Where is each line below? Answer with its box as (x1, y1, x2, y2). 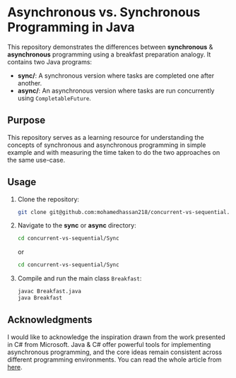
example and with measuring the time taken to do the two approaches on (7, 148, 220, 156)
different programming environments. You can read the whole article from (7, 355, 222, 364)
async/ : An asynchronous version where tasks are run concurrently (17, 86, 215, 95)
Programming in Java (7, 19, 136, 35)
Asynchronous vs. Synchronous (7, 4, 201, 20)
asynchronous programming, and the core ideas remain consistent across (7, 348, 223, 356)
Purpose (7, 114, 46, 126)
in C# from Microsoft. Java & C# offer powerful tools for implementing (7, 340, 211, 348)
